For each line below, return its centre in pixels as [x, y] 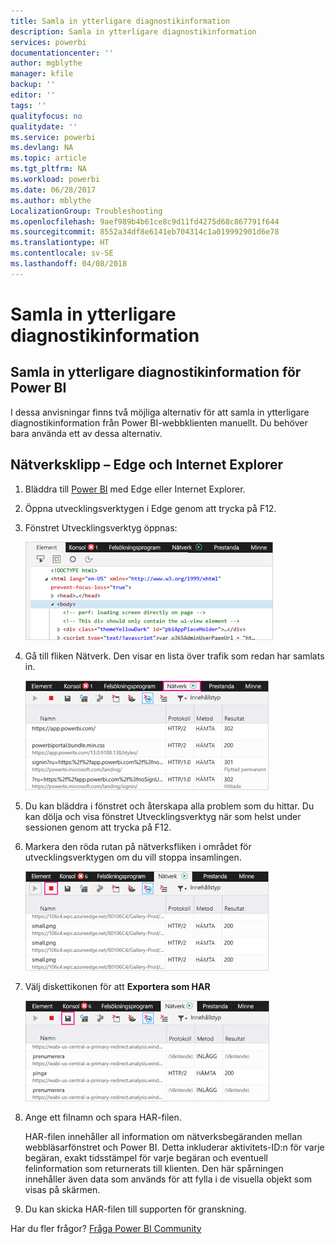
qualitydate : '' [44, 126]
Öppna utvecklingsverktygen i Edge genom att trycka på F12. [150, 508]
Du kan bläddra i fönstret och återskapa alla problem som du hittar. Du [169, 806]
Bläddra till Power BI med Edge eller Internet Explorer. [135, 489]
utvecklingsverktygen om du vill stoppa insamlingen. [133, 857]
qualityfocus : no [46, 116]
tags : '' [28, 105]
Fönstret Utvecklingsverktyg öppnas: [101, 527]
